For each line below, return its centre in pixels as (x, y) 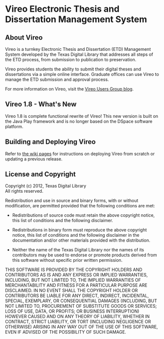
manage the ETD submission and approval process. (57, 79)
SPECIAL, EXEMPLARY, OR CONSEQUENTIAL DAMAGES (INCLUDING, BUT (81, 301)
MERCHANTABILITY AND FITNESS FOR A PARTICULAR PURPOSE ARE (76, 285)
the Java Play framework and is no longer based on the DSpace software (79, 121)
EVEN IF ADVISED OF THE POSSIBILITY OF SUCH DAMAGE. (66, 332)
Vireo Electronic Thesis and (62, 9)
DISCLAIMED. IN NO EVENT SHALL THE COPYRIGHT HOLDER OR (71, 291)
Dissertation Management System (76, 19)
